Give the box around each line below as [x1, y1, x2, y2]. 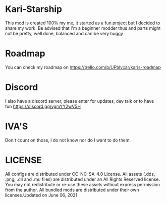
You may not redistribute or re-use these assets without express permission [5, 181, 160, 187]
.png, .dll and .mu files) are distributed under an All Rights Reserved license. [5, 176, 160, 182]
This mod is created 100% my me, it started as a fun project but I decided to [5, 20, 160, 26]
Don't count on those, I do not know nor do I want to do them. [5, 137, 131, 143]
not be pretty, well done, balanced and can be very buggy [5, 30, 123, 36]
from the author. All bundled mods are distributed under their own [5, 187, 139, 193]
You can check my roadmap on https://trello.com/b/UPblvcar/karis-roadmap [5, 64, 161, 70]
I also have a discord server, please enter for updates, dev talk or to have [5, 98, 154, 104]
